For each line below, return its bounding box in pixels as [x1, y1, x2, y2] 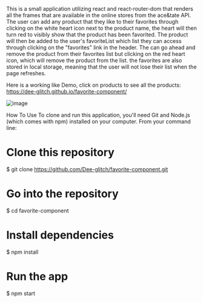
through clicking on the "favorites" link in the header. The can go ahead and [6, 44, 196, 51]
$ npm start [6, 290, 35, 297]
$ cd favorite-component [6, 206, 69, 214]
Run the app [6, 270, 68, 283]
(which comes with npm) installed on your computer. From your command [6, 118, 191, 125]
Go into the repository [6, 187, 119, 201]
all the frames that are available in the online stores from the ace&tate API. [6, 12, 191, 19]
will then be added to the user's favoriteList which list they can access [6, 38, 182, 44]
